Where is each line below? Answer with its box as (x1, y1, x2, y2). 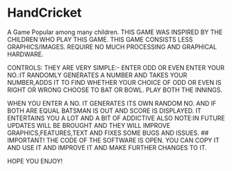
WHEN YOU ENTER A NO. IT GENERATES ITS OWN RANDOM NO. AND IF (7, 99, 217, 107)
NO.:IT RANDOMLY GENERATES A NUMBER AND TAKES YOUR (7, 71, 188, 79)
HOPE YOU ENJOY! (7, 156, 63, 165)
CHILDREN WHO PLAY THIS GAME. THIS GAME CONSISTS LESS (7, 35, 193, 43)
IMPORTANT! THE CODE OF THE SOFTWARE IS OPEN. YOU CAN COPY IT (7, 136, 220, 144)
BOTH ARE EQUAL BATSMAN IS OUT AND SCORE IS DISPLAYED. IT (7, 106, 201, 115)
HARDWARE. (7, 50, 44, 58)
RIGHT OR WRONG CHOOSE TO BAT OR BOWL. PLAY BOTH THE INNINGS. (7, 85, 223, 94)
